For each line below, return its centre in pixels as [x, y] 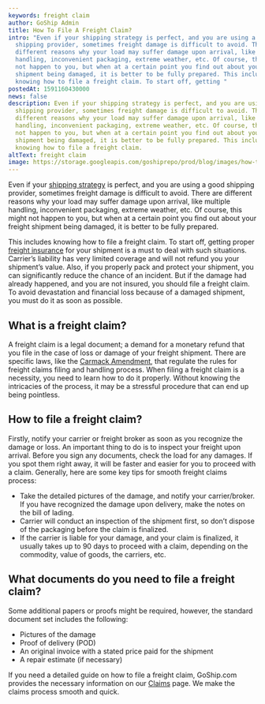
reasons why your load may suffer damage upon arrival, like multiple [119, 201]
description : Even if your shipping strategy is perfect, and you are [127, 103]
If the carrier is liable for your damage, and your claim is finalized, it [129, 537]
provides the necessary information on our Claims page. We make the [121, 683]
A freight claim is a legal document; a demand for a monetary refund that [127, 344]
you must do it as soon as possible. [65, 301]
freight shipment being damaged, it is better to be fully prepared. [114, 227]
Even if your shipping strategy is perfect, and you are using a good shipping [131, 185]
